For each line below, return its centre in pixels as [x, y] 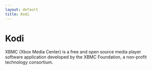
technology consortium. [29, 62]
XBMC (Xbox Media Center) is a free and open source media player [73, 52]
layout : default [22, 10]
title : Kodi [17, 14]
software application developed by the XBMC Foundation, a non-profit [76, 57]
